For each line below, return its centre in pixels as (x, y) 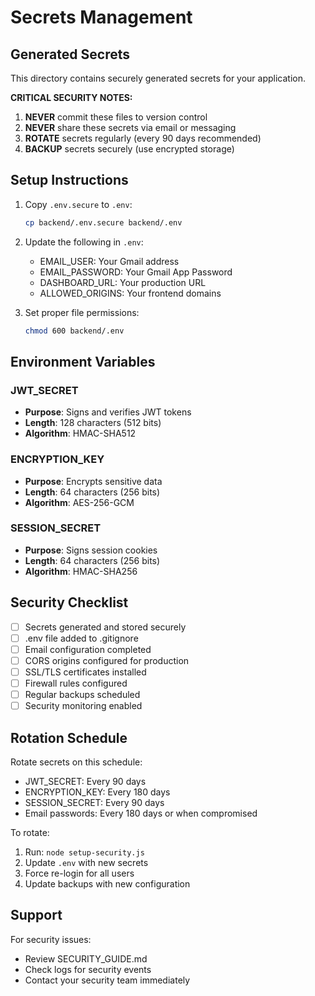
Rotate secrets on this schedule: (76, 762)
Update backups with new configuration (107, 883)
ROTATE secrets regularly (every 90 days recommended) (143, 138)
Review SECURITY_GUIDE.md (86, 958)
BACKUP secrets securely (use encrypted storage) (129, 149)
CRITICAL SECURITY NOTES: (71, 97)
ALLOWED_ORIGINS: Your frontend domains (130, 293)
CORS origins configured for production (107, 660)
